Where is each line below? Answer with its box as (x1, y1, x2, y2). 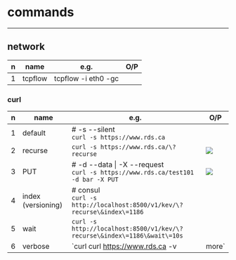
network (7, 41, 46, 53)
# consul (71, 186, 100, 195)
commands (7, 4, 74, 20)
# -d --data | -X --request (71, 160, 164, 169)
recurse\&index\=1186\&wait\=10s (71, 232, 184, 240)
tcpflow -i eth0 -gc (53, 73, 119, 83)
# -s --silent (71, 124, 116, 134)
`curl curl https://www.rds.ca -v (71, 242, 177, 252)
